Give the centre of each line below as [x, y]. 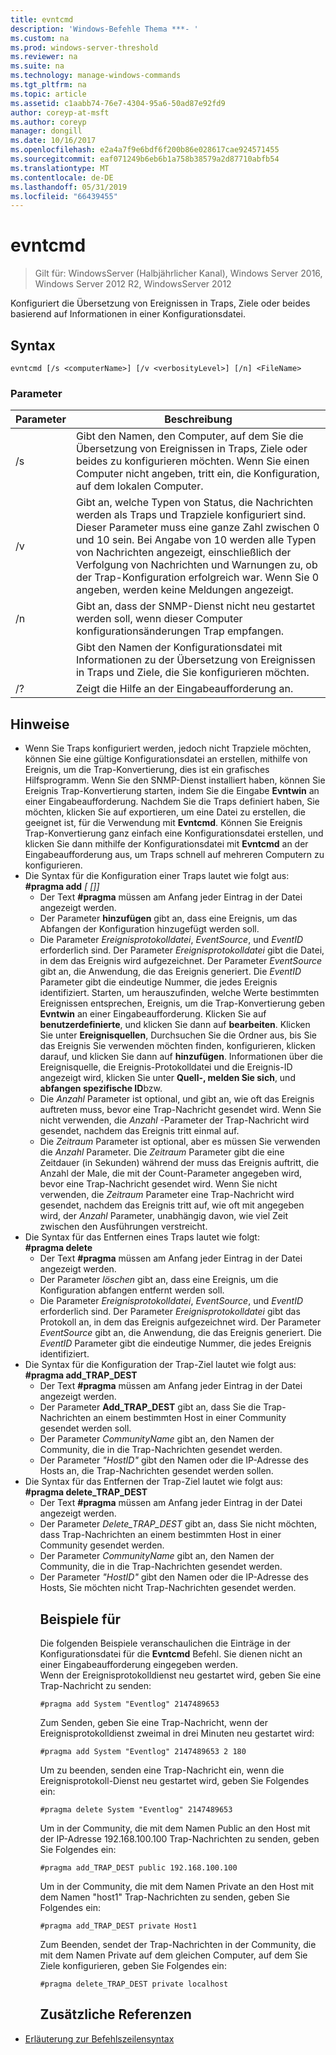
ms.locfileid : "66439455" [64, 196]
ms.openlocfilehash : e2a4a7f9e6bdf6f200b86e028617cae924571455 [145, 150]
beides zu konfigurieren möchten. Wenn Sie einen [192, 461]
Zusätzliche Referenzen [115, 2014]
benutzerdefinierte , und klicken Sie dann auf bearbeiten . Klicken [175, 1025]
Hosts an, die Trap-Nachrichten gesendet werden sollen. [156, 1471]
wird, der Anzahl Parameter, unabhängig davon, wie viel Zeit [163, 1216]
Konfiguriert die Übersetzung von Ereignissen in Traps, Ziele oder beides [160, 303]
